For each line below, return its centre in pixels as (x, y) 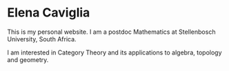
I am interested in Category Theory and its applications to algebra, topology (114, 52)
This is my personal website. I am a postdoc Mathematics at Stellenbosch (111, 32)
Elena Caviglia (49, 13)
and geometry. (28, 59)
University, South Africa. (42, 39)
